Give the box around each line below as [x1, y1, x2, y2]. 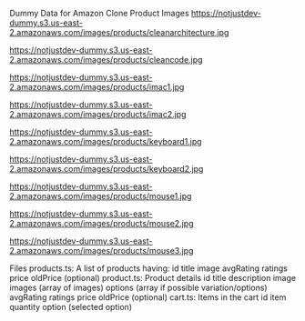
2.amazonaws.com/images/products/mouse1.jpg [9, 191, 192, 201]
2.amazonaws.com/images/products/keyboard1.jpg [9, 136, 202, 146]
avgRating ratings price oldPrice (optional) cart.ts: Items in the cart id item [9, 292, 287, 303]
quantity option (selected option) [9, 302, 133, 312]
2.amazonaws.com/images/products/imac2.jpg [9, 109, 187, 119]
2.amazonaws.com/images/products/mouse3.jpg [9, 246, 194, 256]
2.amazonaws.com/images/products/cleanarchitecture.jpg [9, 27, 229, 37]
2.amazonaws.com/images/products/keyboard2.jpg [9, 164, 204, 174]
